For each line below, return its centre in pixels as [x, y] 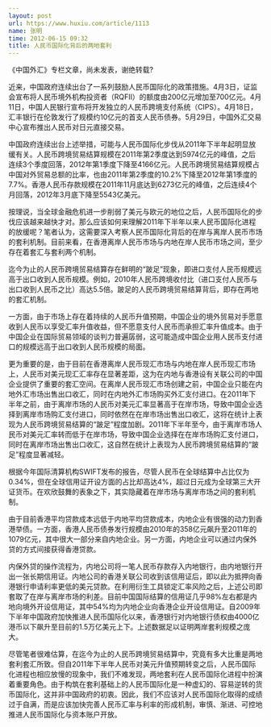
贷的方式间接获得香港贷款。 [54, 550]
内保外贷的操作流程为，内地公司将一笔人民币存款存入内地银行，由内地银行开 [135, 567]
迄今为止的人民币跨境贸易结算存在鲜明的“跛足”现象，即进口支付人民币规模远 [135, 269]
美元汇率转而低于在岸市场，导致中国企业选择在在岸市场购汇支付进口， [146, 434]
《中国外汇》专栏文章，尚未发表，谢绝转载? [81, 70]
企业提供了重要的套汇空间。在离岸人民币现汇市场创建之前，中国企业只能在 [132, 384]
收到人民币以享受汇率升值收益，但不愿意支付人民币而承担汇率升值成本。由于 [135, 326]
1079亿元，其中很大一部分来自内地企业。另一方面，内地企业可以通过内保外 [133, 539]
